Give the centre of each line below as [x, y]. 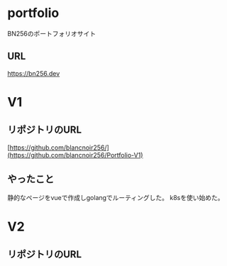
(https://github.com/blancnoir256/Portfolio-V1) [75, 155]
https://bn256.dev [34, 73]
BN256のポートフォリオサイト [52, 33]
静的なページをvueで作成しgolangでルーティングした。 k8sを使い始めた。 [116, 197]
